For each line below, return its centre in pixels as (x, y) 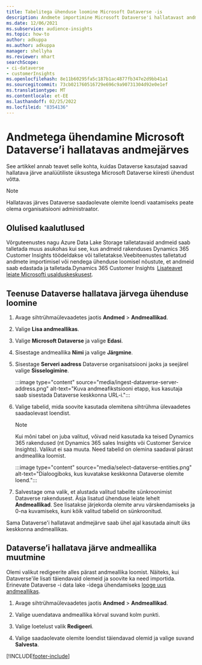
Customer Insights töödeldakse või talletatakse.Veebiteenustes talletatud (96, 255)
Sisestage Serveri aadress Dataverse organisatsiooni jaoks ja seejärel (102, 364)
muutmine (26, 557)
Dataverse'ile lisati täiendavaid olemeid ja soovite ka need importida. (91, 578)
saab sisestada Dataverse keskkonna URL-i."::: (72, 395)
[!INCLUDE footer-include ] (38, 656)
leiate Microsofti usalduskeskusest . (50, 274)
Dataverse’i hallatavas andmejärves (98, 150)
